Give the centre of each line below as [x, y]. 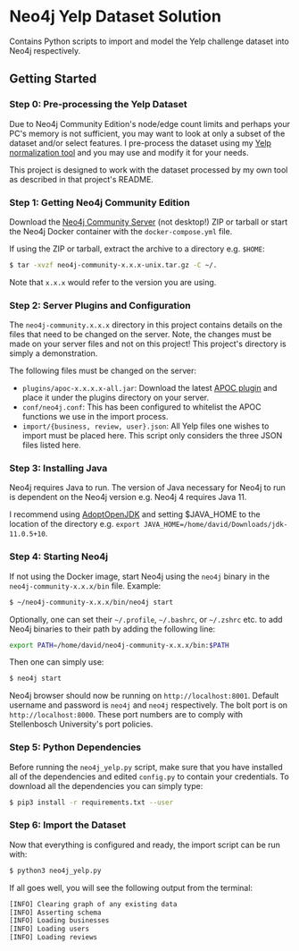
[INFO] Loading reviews [54, 938]
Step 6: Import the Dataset [68, 825]
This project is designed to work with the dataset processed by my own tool [149, 170]
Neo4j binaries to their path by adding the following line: [112, 629]
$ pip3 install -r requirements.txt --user [91, 802]
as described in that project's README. [82, 179]
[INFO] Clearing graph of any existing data [93, 904]
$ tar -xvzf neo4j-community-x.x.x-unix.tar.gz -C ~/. [113, 265]
